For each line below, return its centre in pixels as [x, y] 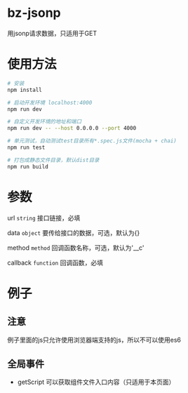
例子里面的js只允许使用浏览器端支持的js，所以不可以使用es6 [94, 340]
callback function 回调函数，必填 [55, 262]
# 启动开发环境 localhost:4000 [50, 102]
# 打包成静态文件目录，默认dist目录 [53, 160]
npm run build [28, 166]
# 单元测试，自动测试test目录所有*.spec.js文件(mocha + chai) [92, 141]
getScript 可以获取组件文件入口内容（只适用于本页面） [96, 382]
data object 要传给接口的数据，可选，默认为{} [74, 232]
